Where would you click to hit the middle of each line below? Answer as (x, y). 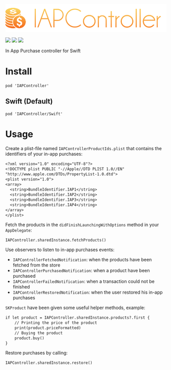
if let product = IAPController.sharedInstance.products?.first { (78, 317)
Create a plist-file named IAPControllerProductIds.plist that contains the (84, 148)
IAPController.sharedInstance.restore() (49, 363)
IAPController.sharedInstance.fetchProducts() (56, 240)
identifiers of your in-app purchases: (44, 154)
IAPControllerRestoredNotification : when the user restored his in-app (88, 292)
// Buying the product (39, 333)
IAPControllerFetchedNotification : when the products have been (82, 259)
